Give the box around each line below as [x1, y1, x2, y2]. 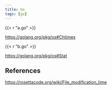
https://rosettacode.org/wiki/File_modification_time [5, 79, 107, 85]
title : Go [5, 7, 25, 12]
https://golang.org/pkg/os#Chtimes [5, 34, 76, 40]
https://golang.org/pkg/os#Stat [5, 52, 67, 58]
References [5, 66, 41, 75]
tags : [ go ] [5, 12, 27, 16]
